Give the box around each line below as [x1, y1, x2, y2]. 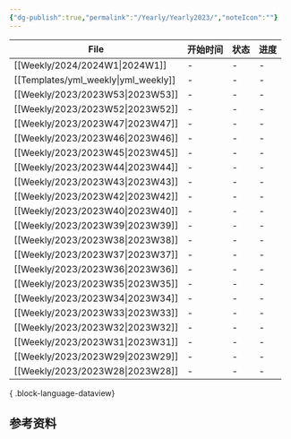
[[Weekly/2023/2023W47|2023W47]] [13, 117, 179, 130]
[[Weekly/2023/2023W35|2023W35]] [13, 277, 179, 289]
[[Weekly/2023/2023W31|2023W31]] [13, 335, 179, 348]
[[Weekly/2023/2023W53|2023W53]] [13, 88, 179, 100]
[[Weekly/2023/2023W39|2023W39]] [13, 219, 179, 231]
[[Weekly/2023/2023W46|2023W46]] [13, 132, 179, 144]
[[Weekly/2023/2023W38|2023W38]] [13, 234, 179, 246]
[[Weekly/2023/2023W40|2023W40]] [13, 204, 179, 217]
